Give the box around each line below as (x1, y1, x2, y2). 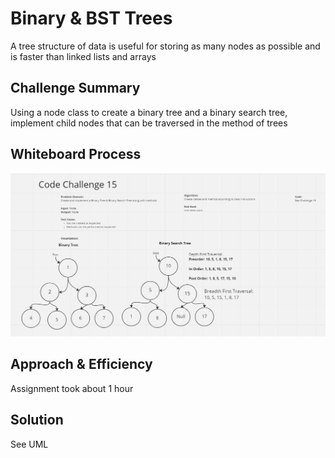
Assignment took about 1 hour (10, 382, 134, 394)
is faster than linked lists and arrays (10, 50, 157, 62)
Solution (10, 412, 64, 429)
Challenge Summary (10, 80, 141, 97)
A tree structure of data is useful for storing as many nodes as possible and (10, 40, 321, 52)
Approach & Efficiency (10, 356, 153, 373)
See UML (10, 438, 49, 450)
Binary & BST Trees (10, 7, 173, 30)
